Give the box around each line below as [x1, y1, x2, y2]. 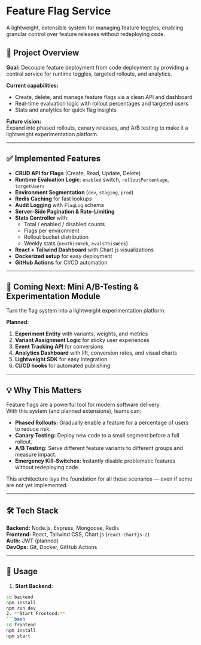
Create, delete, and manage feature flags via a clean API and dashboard [14, 93, 193, 100]
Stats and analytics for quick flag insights [14, 106, 117, 113]
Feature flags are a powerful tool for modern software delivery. [6, 401, 162, 409]
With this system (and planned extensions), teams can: [6, 407, 142, 415]
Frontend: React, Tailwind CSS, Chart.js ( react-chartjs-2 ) [6, 531, 150, 538]
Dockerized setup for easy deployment [14, 252, 112, 259]
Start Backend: [14, 582, 53, 589]
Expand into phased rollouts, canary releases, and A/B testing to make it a [6, 124, 188, 131]
